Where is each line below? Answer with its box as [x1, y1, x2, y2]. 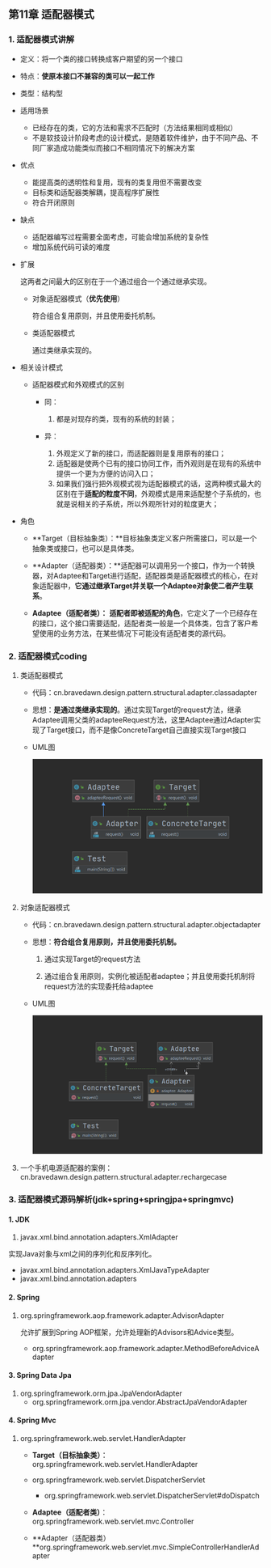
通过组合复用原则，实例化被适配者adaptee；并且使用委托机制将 [44, 972, 256, 981]
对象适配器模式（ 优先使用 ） [31, 294, 125, 303]
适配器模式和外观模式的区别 [31, 379, 125, 389]
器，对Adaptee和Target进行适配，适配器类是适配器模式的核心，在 [31, 570, 252, 580]
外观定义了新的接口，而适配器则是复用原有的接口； [56, 448, 227, 458]
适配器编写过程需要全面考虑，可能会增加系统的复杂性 [31, 231, 210, 241]
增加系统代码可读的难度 [31, 242, 110, 252]
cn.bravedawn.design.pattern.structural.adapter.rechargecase [19, 1172, 227, 1182]
